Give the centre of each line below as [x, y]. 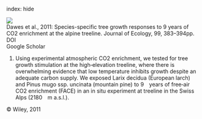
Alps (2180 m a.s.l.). [42, 97]
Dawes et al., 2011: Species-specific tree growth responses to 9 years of [98, 27]
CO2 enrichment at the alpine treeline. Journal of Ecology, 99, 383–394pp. [100, 33]
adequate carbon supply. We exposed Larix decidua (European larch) [103, 78]
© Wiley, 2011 [24, 109]
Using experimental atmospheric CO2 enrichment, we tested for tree [102, 58]
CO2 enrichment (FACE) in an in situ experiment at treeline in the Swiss [105, 91]
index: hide [21, 9]
